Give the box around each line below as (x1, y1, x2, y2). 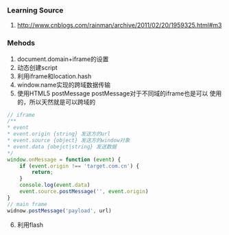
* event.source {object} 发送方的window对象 (7, 137, 130, 144)
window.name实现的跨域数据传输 (16, 80, 111, 89)
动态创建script (16, 63, 58, 71)
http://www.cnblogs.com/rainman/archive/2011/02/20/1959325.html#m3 (16, 21, 222, 30)
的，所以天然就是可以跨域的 (16, 98, 96, 106)
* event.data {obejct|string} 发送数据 (7, 143, 117, 150)
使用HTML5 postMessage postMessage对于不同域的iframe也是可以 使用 (16, 89, 222, 98)
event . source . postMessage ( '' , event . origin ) (19, 188, 149, 195)
